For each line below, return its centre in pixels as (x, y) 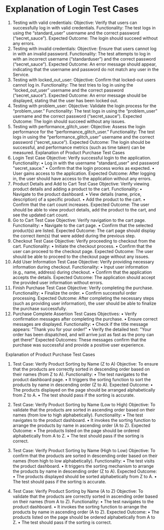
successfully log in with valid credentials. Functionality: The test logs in (84, 27)
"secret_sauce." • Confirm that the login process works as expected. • (83, 168)
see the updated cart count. (41, 215)
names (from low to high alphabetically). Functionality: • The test (78, 415)
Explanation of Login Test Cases (72, 9)
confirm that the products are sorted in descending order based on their (85, 456)
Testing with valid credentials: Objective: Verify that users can (75, 23)
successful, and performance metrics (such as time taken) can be (79, 147)
